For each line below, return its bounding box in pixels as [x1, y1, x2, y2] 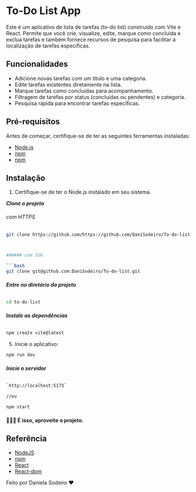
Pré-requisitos [6, 117, 60, 127]
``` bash [6, 263, 25, 269]
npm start [6, 404, 31, 410]
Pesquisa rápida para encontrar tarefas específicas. [14, 100, 140, 107]
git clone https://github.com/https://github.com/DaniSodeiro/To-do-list [6, 232, 191, 237]
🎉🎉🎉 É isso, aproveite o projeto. [6, 416, 84, 423]
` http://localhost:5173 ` [6, 383, 67, 389]
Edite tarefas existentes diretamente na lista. [14, 81, 122, 88]
